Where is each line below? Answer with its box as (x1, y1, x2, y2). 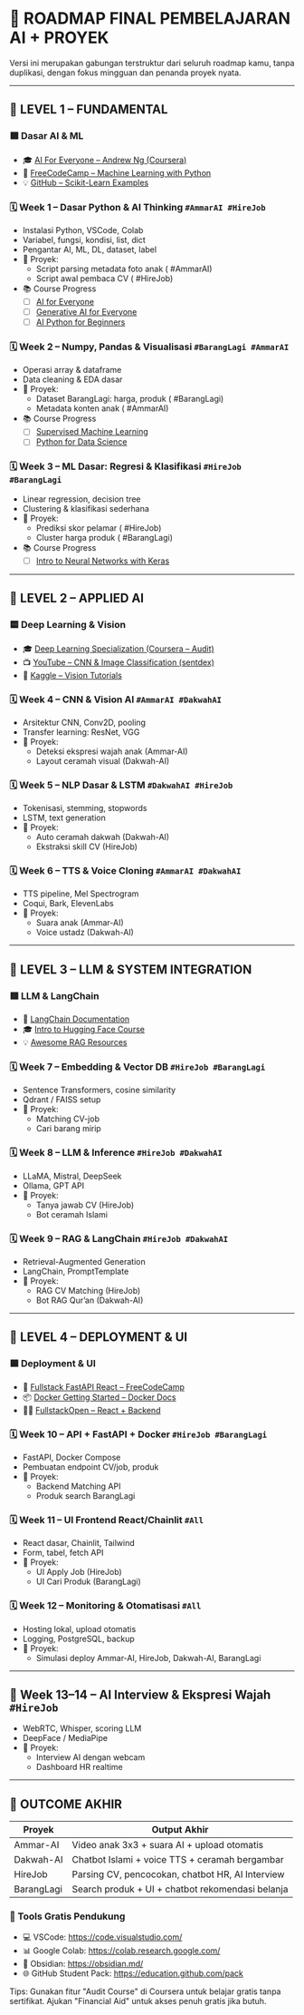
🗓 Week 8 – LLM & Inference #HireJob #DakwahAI (9, 1147, 223, 1159)
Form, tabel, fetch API (22, 1547, 104, 1559)
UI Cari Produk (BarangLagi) (35, 1576, 142, 1587)
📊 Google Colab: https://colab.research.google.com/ (22, 1945, 221, 1956)
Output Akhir (151, 1824, 209, 1836)
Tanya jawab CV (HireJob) (35, 1199, 135, 1210)
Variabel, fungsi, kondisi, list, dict (22, 234, 147, 245)
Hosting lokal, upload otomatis (22, 1623, 137, 1634)
